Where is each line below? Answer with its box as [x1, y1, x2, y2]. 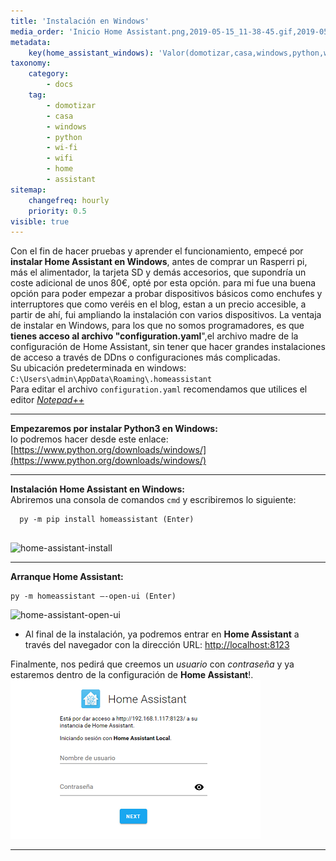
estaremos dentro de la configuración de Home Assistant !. [10, 669, 254, 681]
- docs [46, 80, 74, 90]
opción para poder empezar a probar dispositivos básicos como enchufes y [10, 288, 323, 300]
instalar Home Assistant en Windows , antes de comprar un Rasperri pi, [10, 256, 308, 268]
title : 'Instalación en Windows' [10, 16, 150, 26]
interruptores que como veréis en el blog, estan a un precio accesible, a [10, 298, 307, 310]
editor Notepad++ [10, 394, 85, 406]
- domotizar [46, 100, 97, 110]
